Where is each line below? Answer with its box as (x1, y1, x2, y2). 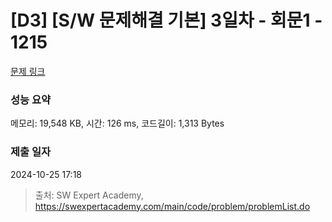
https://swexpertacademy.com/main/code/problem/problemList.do (34, 200, 311, 212)
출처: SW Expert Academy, (34, 189, 144, 201)
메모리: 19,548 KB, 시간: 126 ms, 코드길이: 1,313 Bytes (10, 117, 225, 130)
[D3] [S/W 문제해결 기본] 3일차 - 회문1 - (10, 9, 323, 32)
